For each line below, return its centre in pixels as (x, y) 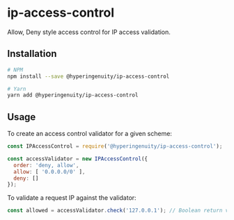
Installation (32, 54)
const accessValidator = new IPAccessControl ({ (78, 159)
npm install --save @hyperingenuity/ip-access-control (88, 76)
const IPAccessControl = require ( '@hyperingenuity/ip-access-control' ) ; (115, 146)
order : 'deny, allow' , (46, 165)
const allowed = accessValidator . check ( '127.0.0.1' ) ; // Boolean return (115, 211)
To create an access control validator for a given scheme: (90, 134)
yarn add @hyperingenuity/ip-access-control (73, 95)
